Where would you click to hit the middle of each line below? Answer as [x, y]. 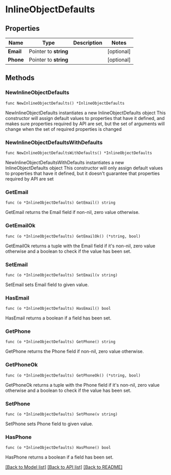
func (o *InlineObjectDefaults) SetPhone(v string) [61, 414]
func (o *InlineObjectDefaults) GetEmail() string [60, 203]
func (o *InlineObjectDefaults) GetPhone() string [60, 342]
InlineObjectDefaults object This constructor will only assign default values [84, 168]
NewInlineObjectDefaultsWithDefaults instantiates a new [65, 162]
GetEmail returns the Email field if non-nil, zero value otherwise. [72, 212]
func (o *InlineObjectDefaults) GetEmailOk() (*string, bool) [73, 236]
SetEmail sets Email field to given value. [47, 284]
